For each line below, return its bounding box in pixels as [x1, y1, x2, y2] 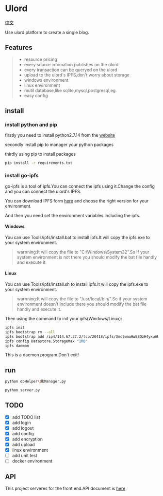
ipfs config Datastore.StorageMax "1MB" [5, 339, 88, 344]
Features [5, 43, 33, 52]
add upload [12, 441, 35, 448]
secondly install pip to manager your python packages [5, 142, 114, 147]
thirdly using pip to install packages [5, 151, 76, 157]
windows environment [24, 77, 69, 83]
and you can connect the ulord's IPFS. [5, 188, 81, 194]
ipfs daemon [5, 343, 29, 348]
